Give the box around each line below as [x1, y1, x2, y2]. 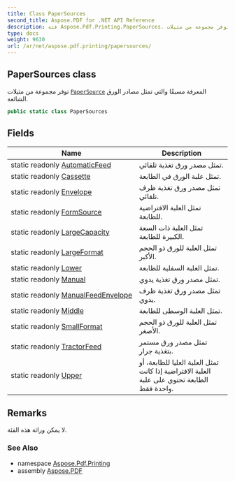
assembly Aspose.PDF [17, 466, 83, 475]
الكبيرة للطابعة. [138, 231, 185, 241]
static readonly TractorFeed [10, 342, 102, 351]
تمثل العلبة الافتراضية [138, 203, 201, 212]
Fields [7, 127, 35, 140]
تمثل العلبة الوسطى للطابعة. [138, 305, 222, 315]
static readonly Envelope [10, 187, 92, 196]
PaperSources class [7, 68, 97, 80]
